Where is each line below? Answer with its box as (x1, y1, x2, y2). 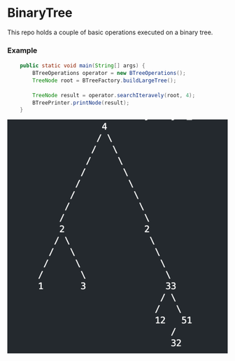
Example (7, 45, 38, 55)
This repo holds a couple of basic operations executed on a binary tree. (7, 28, 213, 36)
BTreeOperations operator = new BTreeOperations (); (32, 70, 187, 77)
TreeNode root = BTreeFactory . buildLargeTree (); (32, 77, 177, 84)
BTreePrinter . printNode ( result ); (32, 99, 130, 106)
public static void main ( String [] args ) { (20, 62, 145, 69)
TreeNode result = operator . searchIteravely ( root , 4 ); (32, 92, 196, 99)
